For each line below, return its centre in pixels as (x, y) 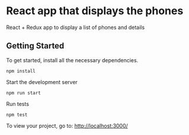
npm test (17, 115)
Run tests (18, 104)
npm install (21, 71)
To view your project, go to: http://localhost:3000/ (67, 126)
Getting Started (35, 46)
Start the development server (42, 82)
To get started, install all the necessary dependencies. (72, 60)
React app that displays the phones (95, 11)
